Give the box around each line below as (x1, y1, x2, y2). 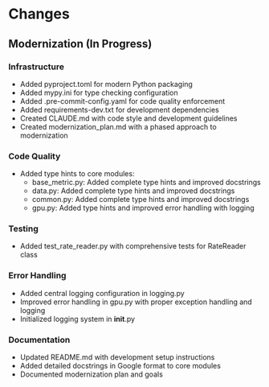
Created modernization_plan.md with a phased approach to (19, 121, 217, 131)
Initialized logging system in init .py (19, 314, 135, 323)
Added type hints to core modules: (19, 169, 135, 179)
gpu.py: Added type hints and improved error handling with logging (31, 203, 255, 213)
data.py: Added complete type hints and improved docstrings (31, 186, 235, 196)
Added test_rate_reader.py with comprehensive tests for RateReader (19, 241, 247, 251)
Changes (8, 5, 70, 23)
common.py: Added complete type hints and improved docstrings (31, 195, 250, 204)
